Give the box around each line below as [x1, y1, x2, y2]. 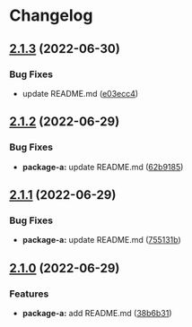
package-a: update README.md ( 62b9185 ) [22, 161, 184, 172]
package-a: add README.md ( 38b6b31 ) [22, 307, 172, 318]
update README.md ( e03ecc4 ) [22, 88, 139, 99]
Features [9, 288, 49, 300]
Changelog [9, 5, 93, 26]
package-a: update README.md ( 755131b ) [22, 235, 181, 245]
